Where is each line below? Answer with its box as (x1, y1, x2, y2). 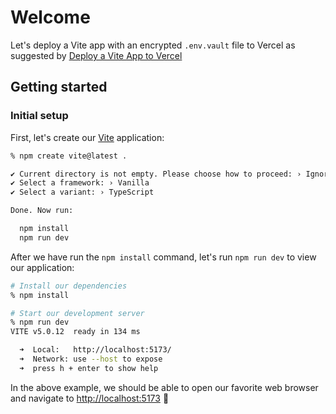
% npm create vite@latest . (10, 151, 128, 161)
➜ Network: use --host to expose (19, 354, 163, 364)
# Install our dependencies (10, 281, 128, 291)
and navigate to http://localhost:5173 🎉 (10, 392, 170, 404)
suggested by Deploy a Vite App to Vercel (10, 49, 183, 61)
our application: (10, 261, 75, 273)
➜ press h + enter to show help (19, 363, 159, 373)
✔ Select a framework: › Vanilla (10, 178, 150, 188)
